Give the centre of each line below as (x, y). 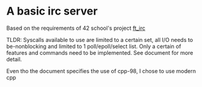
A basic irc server (52, 11)
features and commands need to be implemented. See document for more (100, 52)
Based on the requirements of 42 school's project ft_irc (76, 28)
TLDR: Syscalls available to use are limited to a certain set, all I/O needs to (100, 40)
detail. (14, 59)
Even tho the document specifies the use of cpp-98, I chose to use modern (101, 71)
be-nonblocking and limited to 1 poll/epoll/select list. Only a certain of (94, 46)
